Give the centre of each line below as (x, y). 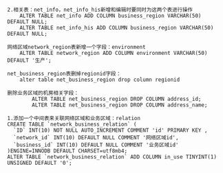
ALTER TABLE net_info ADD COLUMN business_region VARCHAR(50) (110, 16)
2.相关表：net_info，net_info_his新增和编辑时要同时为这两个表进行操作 (100, 10)
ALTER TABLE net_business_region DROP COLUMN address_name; (120, 105)
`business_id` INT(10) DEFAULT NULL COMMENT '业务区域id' (96, 145)
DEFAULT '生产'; (29, 60)
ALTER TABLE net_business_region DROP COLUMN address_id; (117, 99)
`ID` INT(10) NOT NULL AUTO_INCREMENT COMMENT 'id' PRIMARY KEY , (110, 130)
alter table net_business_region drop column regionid (100, 80)
